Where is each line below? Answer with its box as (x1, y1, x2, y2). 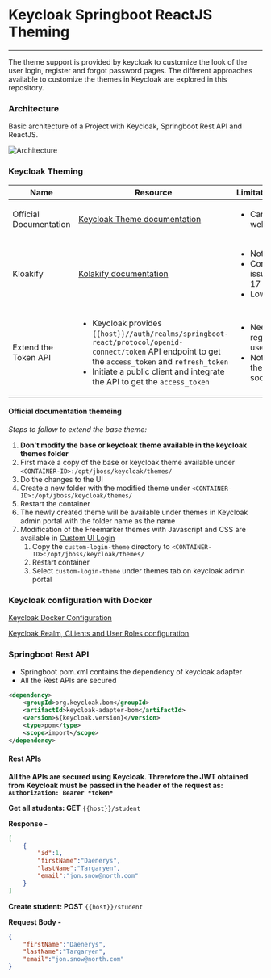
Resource (134, 187, 173, 198)
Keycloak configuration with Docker (8, 594, 152, 606)
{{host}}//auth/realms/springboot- (92, 329, 229, 338)
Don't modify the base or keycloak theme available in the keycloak (19, 440, 248, 450)
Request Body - (8, 917, 62, 926)
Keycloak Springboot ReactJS (8, 6, 212, 24)
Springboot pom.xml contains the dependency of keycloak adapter (19, 667, 243, 677)
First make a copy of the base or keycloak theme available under (19, 457, 236, 467)
